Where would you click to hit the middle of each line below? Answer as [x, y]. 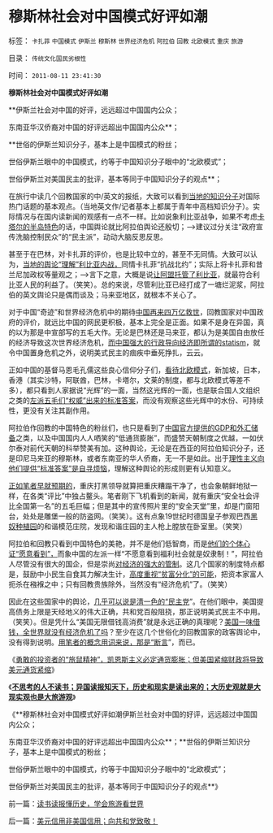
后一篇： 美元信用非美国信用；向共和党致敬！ [83, 821]
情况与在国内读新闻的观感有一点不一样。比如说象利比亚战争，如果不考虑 [136, 216]
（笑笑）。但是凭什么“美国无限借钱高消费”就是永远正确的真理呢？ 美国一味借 [134, 622]
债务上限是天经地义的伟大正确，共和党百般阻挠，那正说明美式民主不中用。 [140, 611]
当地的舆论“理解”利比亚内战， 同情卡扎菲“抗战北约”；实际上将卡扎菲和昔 [143, 264]
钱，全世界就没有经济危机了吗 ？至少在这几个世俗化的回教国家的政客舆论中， [136, 631]
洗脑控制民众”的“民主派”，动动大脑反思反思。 [91, 236]
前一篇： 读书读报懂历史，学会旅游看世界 [76, 803]
